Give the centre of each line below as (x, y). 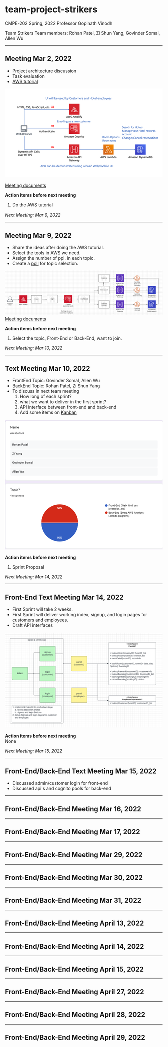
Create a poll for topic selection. (45, 264)
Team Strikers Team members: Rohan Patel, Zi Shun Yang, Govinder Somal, (83, 33)
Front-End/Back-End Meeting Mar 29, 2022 (74, 855)
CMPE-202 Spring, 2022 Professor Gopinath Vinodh (59, 23)
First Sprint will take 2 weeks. (43, 609)
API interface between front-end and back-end (68, 407)
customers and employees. (40, 620)
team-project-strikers (51, 9)
